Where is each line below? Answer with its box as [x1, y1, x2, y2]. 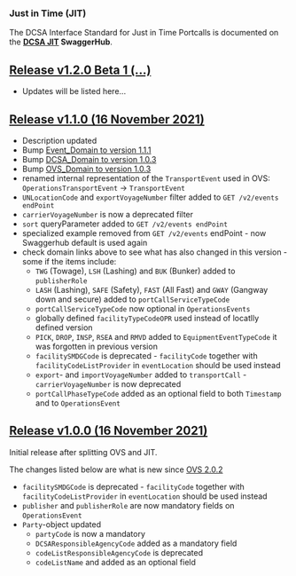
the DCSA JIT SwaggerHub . [9, 36, 113, 47]
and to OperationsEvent [35, 398, 121, 408]
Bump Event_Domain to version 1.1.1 [21, 145, 152, 155]
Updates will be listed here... [21, 86, 127, 97]
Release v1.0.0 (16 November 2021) [9, 423, 208, 438]
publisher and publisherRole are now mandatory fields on [21, 500, 235, 510]
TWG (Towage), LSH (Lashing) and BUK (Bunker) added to [35, 265, 236, 276]
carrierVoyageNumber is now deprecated [35, 378, 182, 389]
